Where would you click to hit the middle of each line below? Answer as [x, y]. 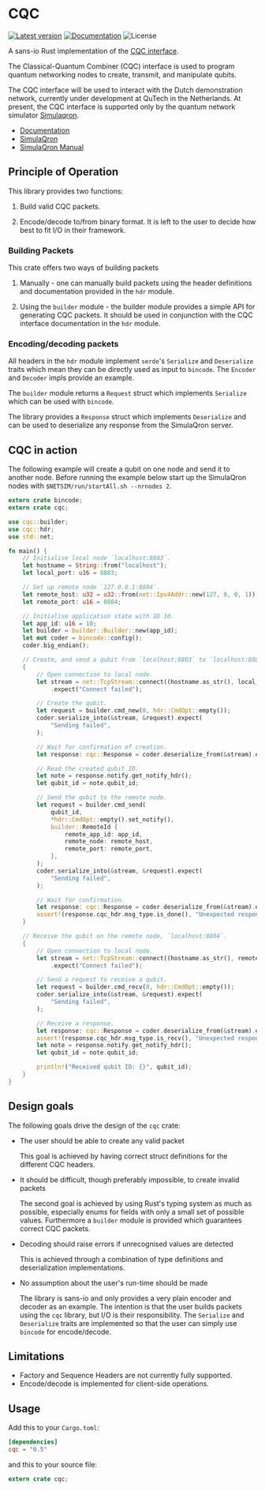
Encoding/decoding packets [63, 344]
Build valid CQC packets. [60, 206]
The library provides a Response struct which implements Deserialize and [127, 417]
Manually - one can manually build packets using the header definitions [136, 283]
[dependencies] [33, 1442]
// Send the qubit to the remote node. [102, 798]
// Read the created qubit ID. [88, 768]
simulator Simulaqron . [44, 115]
